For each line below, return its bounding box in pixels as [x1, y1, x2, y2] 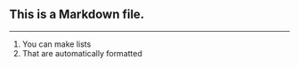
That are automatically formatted [21, 48, 142, 58]
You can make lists [21, 39, 92, 49]
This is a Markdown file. [9, 7, 145, 22]
